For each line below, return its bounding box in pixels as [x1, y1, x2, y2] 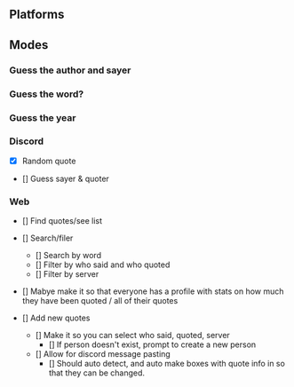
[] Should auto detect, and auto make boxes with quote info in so [48, 359, 286, 369]
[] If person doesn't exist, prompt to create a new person [48, 339, 257, 350]
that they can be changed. [48, 367, 145, 378]
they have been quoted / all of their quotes [21, 296, 179, 306]
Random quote [21, 155, 76, 166]
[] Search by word [35, 250, 102, 261]
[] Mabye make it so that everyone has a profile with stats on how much [21, 286, 284, 296]
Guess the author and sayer [9, 64, 131, 76]
